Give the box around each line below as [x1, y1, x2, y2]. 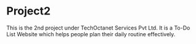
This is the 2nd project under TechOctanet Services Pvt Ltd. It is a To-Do [6, 24, 190, 31]
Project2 [6, 4, 51, 18]
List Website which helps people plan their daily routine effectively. [6, 30, 176, 37]
